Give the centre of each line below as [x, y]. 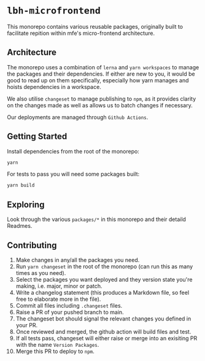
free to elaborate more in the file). [58, 299]
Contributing [32, 245]
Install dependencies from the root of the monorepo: [73, 151]
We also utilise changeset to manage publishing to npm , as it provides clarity [101, 99]
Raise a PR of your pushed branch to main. [70, 312]
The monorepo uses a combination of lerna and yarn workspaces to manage [103, 67]
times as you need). [41, 273]
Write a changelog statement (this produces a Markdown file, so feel [102, 292]
